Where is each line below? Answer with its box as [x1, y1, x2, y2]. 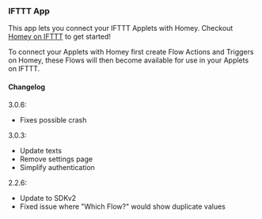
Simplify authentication [19, 162, 95, 172]
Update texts [19, 145, 62, 155]
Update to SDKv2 [19, 193, 77, 202]
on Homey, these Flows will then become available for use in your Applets [8, 55, 249, 65]
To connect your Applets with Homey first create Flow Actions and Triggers [8, 47, 254, 57]
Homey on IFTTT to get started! [8, 32, 112, 41]
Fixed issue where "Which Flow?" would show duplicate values [19, 202, 226, 211]
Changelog [8, 81, 46, 92]
